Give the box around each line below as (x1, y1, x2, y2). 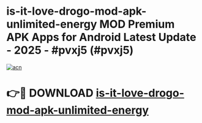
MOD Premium (99, 17, 175, 31)
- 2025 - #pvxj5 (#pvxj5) (6, 43, 134, 58)
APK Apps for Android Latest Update (6, 31, 196, 44)
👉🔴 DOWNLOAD (6, 86, 94, 100)
